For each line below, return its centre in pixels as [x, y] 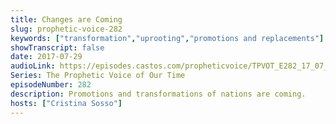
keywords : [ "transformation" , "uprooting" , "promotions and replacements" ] [167, 38]
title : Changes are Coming [66, 19]
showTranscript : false [57, 47]
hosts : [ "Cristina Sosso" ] [66, 103]
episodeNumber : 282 [51, 85]
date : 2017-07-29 [46, 57]
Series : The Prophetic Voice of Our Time [98, 76]
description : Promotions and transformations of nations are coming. [158, 94]
